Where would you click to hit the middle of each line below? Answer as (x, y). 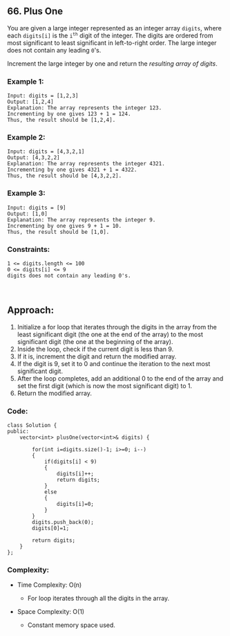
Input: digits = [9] (37, 208)
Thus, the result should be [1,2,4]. (61, 120)
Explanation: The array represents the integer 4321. (86, 164)
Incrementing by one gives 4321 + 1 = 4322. (72, 170)
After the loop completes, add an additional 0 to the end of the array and (120, 378)
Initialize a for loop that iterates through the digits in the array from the (117, 327)
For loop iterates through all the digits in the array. (98, 599)
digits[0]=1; (51, 529)
